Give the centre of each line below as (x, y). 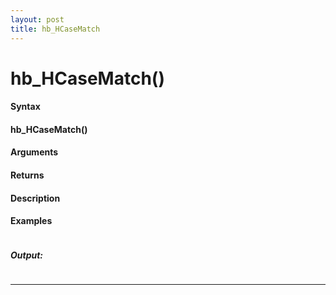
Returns (27, 175)
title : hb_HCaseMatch (55, 29)
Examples (31, 221)
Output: (27, 255)
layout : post (37, 19)
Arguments (34, 152)
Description (35, 198)
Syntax (25, 107)
